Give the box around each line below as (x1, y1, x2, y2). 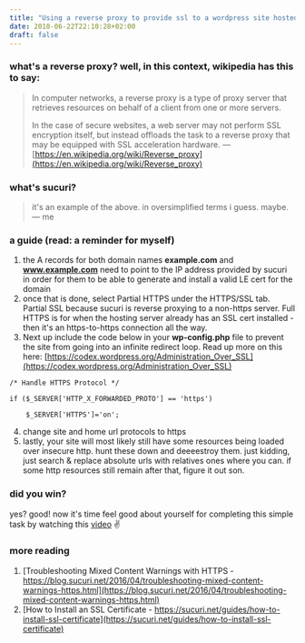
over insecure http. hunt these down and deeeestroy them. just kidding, (22, 446, 290, 457)
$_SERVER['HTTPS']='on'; (25, 410, 120, 419)
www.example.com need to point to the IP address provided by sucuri (22, 265, 288, 276)
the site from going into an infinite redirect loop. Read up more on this (22, 342, 283, 353)
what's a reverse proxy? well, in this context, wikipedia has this (9, 60, 294, 73)
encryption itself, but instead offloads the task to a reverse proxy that (31, 129, 290, 140)
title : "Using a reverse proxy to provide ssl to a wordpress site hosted (9, 13, 299, 23)
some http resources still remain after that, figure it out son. (22, 465, 245, 476)
